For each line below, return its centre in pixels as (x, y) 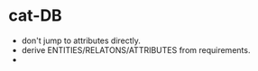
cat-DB (35, 16)
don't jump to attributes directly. (81, 40)
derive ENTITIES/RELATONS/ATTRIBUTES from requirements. (136, 49)
